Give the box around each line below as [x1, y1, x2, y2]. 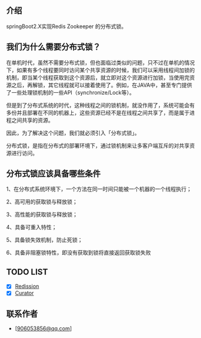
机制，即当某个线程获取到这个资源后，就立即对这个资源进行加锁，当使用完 [6, 74, 190, 81]
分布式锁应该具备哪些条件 [6, 169, 100, 179]
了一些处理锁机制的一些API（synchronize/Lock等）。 [6, 89, 135, 96]
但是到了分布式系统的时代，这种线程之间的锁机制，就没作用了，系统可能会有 [6, 101, 195, 109]
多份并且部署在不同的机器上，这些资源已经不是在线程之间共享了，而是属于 [6, 109, 190, 116]
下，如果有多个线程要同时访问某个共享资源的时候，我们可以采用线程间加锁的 [6, 66, 195, 74]
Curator [14, 290, 34, 297]
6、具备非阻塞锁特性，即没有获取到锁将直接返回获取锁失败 [6, 249, 151, 256]
